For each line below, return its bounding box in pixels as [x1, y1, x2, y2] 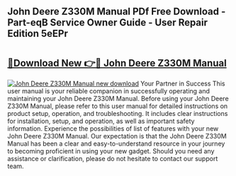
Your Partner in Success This [140, 79, 225, 88]
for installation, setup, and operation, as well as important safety [7, 117, 195, 125]
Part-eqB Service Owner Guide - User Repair [7, 17, 208, 29]
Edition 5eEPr [7, 28, 69, 40]
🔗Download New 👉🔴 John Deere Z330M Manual [7, 57, 227, 69]
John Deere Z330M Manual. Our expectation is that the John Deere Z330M [7, 132, 227, 140]
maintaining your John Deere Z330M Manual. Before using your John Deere [7, 95, 229, 102]
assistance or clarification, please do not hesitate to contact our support [7, 155, 218, 163]
